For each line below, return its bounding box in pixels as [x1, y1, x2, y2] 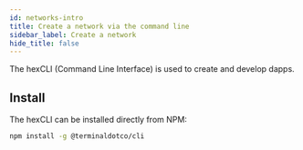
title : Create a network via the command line [9, 22, 190, 31]
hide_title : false [9, 38, 79, 48]
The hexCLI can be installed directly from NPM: [9, 115, 187, 125]
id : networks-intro [9, 13, 84, 23]
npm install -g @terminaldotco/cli [9, 132, 145, 141]
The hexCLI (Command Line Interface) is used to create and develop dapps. [9, 64, 295, 75]
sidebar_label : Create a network [9, 30, 137, 39]
